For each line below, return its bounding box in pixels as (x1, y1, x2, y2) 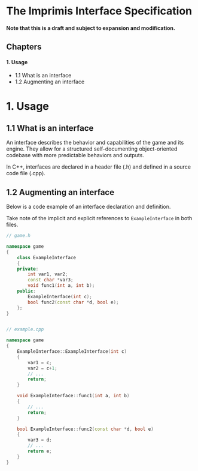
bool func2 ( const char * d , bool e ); (28, 299, 119, 305)
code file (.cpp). (6, 170, 46, 177)
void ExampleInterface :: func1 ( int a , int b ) (17, 393, 130, 399)
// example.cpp (6, 326, 44, 332)
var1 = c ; (28, 359, 52, 365)
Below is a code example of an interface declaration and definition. (6, 203, 171, 211)
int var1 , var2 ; (28, 271, 68, 277)
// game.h (6, 233, 31, 239)
